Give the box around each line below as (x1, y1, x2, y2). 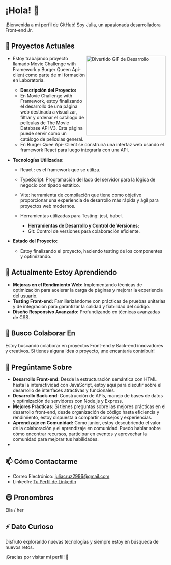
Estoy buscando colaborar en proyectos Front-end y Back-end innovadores (5, 343, 164, 349)
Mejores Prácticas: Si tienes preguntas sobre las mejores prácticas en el (12, 403, 166, 410)
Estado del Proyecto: (12, 238, 58, 244)
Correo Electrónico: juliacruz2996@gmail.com (12, 473, 110, 479)
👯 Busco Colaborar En (5, 329, 75, 337)
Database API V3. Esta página (20, 125, 83, 131)
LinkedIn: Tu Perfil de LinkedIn (12, 479, 76, 485)
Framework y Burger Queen (12, 66, 71, 72)
